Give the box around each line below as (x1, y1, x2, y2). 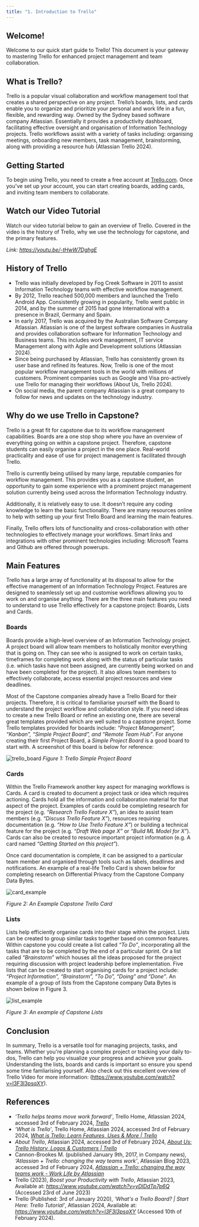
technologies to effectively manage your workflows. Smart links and (6, 531, 172, 538)
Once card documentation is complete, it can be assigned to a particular (6, 851, 183, 859)
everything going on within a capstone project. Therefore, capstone (6, 439, 172, 446)
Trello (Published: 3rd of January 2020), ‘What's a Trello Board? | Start (14, 1195, 189, 1202)
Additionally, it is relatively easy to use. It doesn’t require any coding (6, 500, 173, 507)
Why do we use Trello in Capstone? (6, 411, 140, 421)
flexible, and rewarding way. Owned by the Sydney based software (6, 111, 170, 119)
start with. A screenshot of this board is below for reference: (6, 743, 154, 750)
